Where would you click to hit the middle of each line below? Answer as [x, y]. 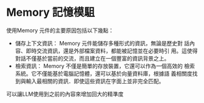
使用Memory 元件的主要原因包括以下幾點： [60, 30]
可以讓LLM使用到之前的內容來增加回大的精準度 [65, 94]
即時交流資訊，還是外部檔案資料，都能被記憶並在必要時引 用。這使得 [112, 51]
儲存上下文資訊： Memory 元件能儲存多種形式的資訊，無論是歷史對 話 [102, 43]
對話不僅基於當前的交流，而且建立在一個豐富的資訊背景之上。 [92, 58]
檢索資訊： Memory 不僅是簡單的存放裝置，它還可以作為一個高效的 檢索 [105, 66]
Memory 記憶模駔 [51, 12]
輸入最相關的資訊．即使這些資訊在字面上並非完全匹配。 [95, 81]
